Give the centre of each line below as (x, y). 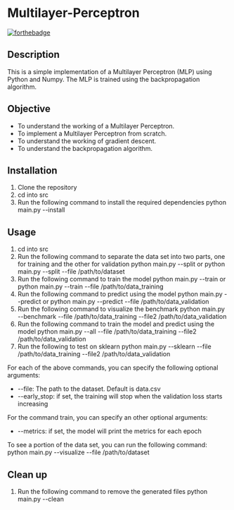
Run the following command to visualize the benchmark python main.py (121, 309)
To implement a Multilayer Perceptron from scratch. (92, 133)
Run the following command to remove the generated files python (112, 491)
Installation (32, 170)
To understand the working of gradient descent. (87, 141)
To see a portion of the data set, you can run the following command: (107, 445)
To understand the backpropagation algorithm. (85, 148)
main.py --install (41, 210)
